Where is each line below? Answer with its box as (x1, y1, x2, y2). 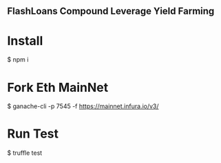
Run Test (7, 126, 59, 142)
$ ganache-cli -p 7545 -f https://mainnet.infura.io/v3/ (7, 102, 160, 110)
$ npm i (7, 55, 29, 64)
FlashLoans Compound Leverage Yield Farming (7, 5, 215, 17)
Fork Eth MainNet (7, 79, 109, 95)
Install (7, 33, 43, 49)
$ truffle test (7, 149, 43, 157)
